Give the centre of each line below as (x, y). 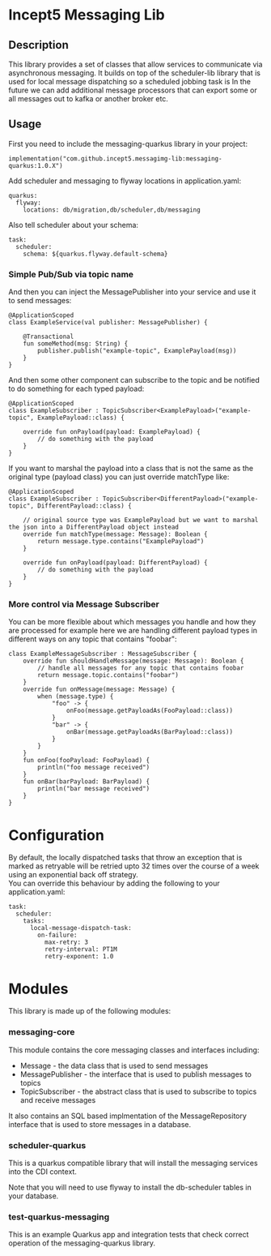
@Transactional (49, 337)
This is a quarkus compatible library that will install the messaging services (133, 1163)
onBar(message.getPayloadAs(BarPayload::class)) (149, 732)
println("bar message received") (94, 789)
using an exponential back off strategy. (74, 875)
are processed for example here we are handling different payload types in (133, 631)
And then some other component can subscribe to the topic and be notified (134, 380)
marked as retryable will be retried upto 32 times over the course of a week (134, 866)
